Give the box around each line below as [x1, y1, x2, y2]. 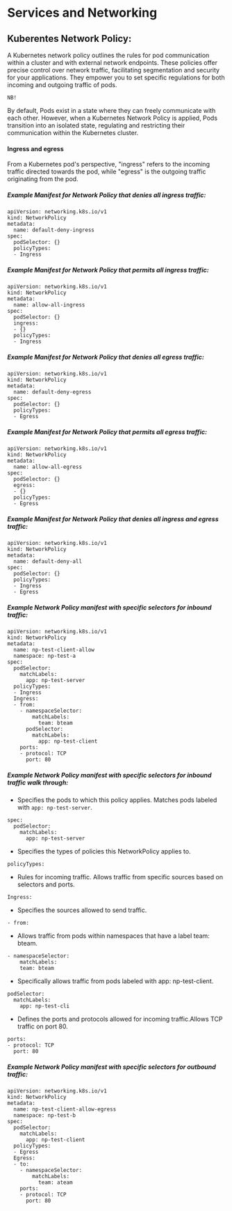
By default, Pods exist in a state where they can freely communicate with [7, 107, 216, 114]
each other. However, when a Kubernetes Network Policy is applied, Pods [7, 114, 217, 122]
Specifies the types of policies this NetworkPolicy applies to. [17, 847, 191, 855]
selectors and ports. [17, 880, 75, 888]
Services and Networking [7, 5, 158, 21]
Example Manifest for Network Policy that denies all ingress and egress [7, 514, 219, 523]
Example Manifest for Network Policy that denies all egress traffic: [7, 353, 205, 361]
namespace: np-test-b [13, 1111, 76, 1119]
